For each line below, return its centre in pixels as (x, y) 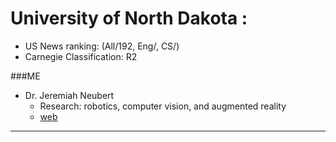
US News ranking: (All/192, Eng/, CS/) (102, 46)
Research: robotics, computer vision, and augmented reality (163, 106)
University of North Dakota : (129, 18)
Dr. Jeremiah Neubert (69, 95)
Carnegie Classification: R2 (81, 56)
